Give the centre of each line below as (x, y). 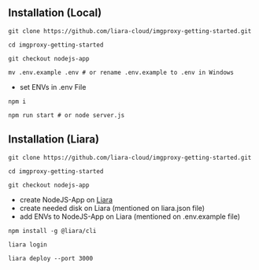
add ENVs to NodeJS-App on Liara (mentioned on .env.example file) (130, 216)
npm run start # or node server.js (67, 115)
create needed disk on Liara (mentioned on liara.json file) (112, 208)
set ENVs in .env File (53, 87)
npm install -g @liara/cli (52, 231)
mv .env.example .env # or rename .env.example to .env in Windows (121, 72)
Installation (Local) (55, 13)
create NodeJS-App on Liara (66, 199)
